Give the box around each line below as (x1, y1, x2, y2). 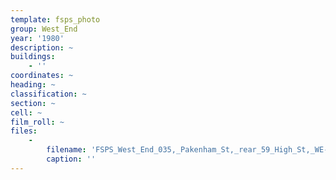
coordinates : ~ (10, 71, 74, 81)
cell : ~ (10, 107, 43, 118)
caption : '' (46, 154, 97, 164)
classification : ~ (10, 89, 87, 99)
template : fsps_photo (10, 14, 101, 25)
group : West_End (10, 24, 78, 34)
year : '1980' (10, 33, 65, 43)
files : (10, 126, 38, 136)
